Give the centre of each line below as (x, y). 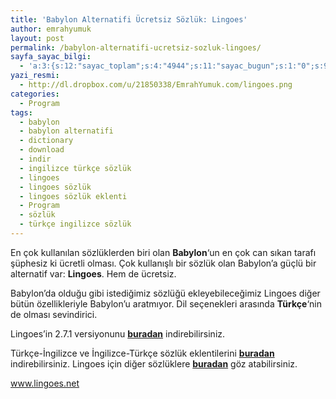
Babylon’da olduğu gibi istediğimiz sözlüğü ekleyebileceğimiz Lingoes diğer (165, 293)
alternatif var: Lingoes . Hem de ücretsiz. (93, 273)
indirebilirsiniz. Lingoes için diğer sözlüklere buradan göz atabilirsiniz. (154, 363)
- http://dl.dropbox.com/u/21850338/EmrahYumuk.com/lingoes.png (156, 85)
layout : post (37, 38)
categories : (35, 94)
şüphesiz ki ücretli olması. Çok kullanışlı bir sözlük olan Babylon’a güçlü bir (163, 263)
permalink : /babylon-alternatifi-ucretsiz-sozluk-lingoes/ (136, 47)
